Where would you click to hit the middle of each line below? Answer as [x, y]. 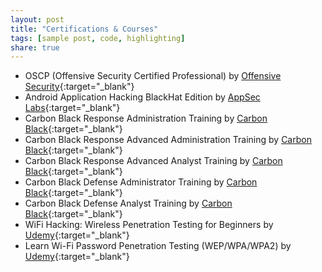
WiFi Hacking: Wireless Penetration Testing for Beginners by [149, 225]
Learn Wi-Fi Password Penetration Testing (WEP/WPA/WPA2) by [158, 246]
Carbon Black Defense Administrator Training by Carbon [141, 182]
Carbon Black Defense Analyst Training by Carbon [128, 203]
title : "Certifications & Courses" [84, 29]
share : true [35, 47]
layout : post [37, 19]
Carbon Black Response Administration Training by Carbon [146, 118]
